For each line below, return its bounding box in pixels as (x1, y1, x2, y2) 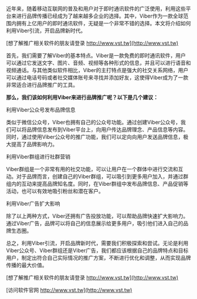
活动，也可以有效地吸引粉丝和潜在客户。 (6, 188, 104, 195)
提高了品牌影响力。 (11, 141, 57, 148)
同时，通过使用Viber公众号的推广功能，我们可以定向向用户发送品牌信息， (6, 134, 184, 140)
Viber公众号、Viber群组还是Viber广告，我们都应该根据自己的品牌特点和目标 (6, 247, 189, 254)
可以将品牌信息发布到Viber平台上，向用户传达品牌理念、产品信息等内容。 (11, 126, 189, 133)
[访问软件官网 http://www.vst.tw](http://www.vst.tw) (6, 287, 133, 293)
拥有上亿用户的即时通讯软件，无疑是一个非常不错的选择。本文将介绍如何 (16, 20, 191, 26)
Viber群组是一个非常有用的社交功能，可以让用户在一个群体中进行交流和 (6, 166, 179, 172)
